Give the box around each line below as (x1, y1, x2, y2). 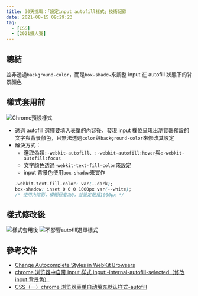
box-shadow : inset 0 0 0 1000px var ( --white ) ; (14, 186, 132, 192)
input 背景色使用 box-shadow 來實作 (23, 169, 106, 176)
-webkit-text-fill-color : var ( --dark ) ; (14, 181, 113, 186)
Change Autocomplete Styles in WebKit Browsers (14, 262, 135, 268)
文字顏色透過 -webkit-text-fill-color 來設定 (23, 161, 132, 169)
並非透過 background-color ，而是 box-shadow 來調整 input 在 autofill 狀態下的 (6, 70, 187, 78)
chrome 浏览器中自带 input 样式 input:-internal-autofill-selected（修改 (14, 269, 185, 275)
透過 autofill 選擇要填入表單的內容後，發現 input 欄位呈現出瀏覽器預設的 (14, 127, 189, 134)
